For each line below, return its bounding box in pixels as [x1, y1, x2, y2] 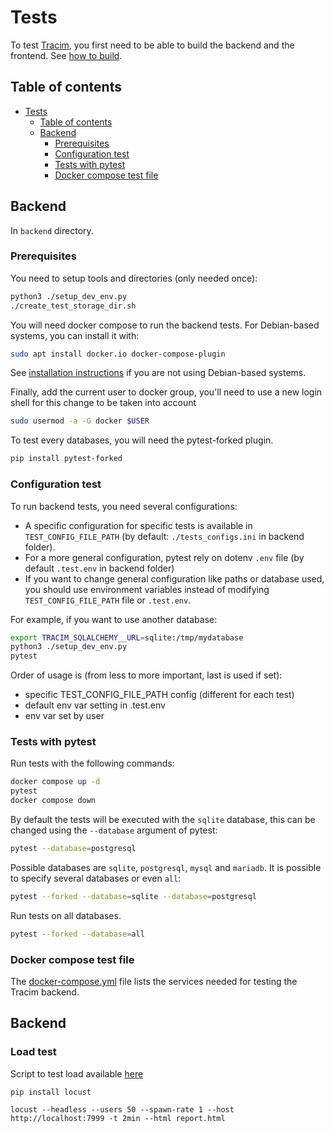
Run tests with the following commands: [10, 757, 175, 770]
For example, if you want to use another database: [10, 613, 218, 625]
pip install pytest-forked [10, 454, 123, 464]
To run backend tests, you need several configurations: [10, 500, 238, 512]
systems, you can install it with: [10, 329, 140, 341]
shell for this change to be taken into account [10, 397, 197, 409]
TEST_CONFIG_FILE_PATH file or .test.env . [24, 594, 192, 606]
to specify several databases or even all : [10, 872, 182, 884]
